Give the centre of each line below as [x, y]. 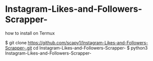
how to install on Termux [30, 33]
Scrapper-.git [19, 48]
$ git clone [16, 42]
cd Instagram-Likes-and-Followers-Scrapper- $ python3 [91, 48]
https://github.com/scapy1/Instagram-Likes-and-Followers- [88, 42]
